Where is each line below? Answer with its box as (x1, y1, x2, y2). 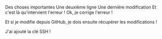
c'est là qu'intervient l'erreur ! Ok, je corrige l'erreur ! (5, 9, 113, 15)
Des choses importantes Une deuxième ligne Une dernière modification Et (5, 4, 157, 10)
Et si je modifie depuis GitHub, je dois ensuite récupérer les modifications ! (5, 19, 158, 25)
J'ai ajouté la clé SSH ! (5, 29, 51, 34)
